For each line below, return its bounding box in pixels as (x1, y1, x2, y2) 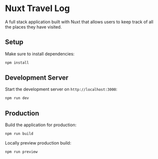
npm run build (5, 131, 34, 136)
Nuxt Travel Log (5, 3, 70, 14)
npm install (5, 60, 29, 65)
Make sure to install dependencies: (5, 51, 75, 57)
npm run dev (5, 96, 29, 101)
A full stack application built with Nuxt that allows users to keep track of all (5, 19, 154, 25)
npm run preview (5, 149, 38, 154)
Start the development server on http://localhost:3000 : (5, 87, 117, 92)
